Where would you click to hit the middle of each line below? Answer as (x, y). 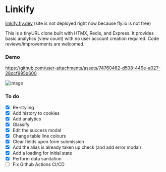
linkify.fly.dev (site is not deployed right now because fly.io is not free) (78, 23)
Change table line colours (39, 136)
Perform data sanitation (37, 159)
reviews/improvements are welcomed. (45, 44)
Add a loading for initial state (42, 153)
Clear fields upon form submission (48, 141)
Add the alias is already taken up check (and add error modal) (77, 147)
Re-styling (23, 107)
